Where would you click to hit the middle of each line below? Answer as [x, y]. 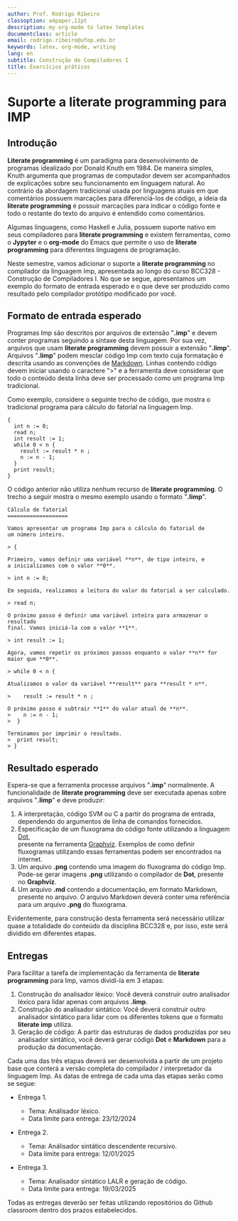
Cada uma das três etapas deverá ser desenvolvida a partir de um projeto [115, 1061]
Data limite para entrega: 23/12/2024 [82, 1119]
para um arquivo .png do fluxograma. [72, 905]
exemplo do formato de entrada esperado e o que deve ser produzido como [119, 286]
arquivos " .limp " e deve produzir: [56, 800]
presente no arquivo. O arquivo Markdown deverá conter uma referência [124, 897]
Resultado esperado [53, 768]
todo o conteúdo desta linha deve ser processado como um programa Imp [116, 378]
